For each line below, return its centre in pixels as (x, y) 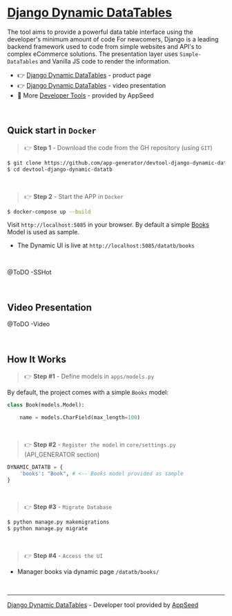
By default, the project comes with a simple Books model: (88, 392)
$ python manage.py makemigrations (58, 522)
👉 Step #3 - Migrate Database (68, 507)
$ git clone (24, 163)
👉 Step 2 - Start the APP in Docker (74, 196)
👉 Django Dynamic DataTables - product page (84, 75)
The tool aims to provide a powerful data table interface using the (100, 32)
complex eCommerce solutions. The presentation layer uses (93, 54)
